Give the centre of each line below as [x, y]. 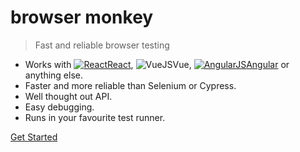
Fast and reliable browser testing [102, 45]
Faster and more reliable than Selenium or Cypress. [130, 85]
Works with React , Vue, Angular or [157, 64]
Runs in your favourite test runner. [95, 117]
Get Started [34, 137]
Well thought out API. [68, 96]
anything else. [53, 75]
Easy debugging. [59, 107]
